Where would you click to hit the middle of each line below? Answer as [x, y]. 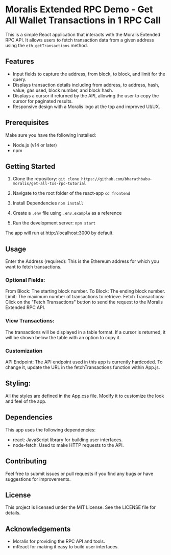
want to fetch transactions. [33, 267]
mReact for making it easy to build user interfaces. [66, 547]
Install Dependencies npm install [48, 203]
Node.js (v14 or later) [35, 145]
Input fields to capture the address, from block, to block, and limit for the [89, 74]
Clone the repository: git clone [46, 179]
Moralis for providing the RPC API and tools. [59, 541]
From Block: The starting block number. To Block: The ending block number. [85, 291]
